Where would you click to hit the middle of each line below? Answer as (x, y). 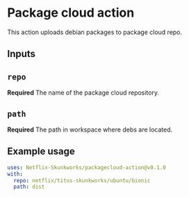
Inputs (22, 54)
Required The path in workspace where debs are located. (90, 129)
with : (15, 174)
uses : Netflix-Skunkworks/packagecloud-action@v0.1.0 (87, 167)
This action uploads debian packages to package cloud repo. (95, 32)
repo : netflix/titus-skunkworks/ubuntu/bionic (82, 180)
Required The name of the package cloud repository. (83, 93)
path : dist (29, 187)
